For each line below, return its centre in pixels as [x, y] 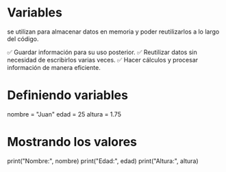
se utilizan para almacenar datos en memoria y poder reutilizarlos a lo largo [113, 32]
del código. [23, 38]
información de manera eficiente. [54, 67]
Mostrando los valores [72, 142]
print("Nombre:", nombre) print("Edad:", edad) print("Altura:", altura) [103, 161]
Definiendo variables [68, 96]
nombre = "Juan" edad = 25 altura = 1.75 [64, 114]
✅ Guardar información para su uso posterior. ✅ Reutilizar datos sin [102, 52]
